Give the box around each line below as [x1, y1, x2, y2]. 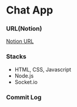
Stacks [6, 52, 26, 61]
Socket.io [14, 78, 38, 85]
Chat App [6, 4, 53, 17]
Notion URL [6, 38, 34, 45]
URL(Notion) [6, 25, 42, 33]
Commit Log [6, 93, 42, 101]
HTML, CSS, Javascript [14, 66, 72, 73]
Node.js [14, 72, 34, 79]
